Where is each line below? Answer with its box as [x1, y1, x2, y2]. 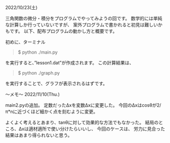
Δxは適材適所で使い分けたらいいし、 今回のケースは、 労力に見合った [18, 126, 165, 132]
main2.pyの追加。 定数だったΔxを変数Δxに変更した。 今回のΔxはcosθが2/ [5, 102, 161, 108]
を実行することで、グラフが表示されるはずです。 [5, 81, 108, 86]
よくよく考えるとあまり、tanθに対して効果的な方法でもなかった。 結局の [5, 120, 159, 125]
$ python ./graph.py [17, 70, 60, 76]
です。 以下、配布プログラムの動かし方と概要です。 [9, 28, 117, 34]
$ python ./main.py [17, 49, 58, 55]
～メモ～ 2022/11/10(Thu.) [5, 91, 60, 97]
